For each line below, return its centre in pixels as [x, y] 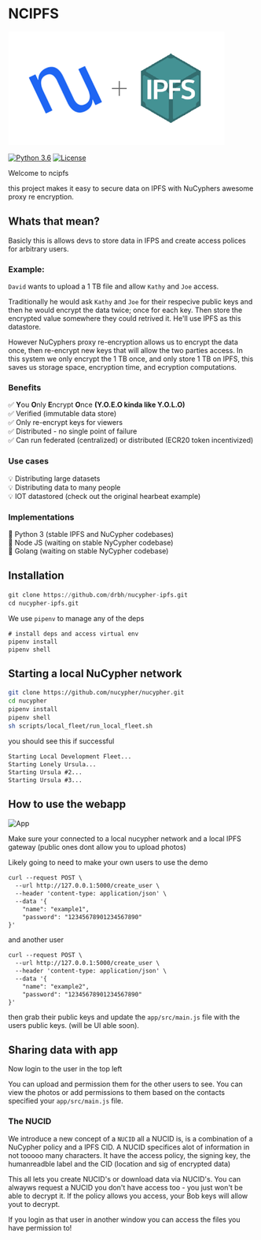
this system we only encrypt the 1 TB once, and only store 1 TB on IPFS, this [131, 359]
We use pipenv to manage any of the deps [76, 618]
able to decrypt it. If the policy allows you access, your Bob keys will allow [128, 1196]
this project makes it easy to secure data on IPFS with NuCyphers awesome [131, 188]
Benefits [25, 387]
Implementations [41, 517]
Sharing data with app [63, 1050]
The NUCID [30, 1122]
